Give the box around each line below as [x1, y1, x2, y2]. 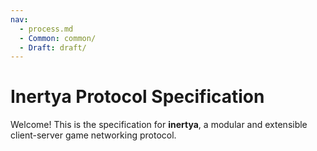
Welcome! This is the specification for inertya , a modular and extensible [10, 119, 308, 131]
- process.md [19, 24, 74, 34]
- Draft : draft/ [19, 42, 87, 53]
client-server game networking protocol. [10, 129, 177, 141]
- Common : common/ [19, 33, 97, 43]
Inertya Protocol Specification [10, 86, 265, 108]
